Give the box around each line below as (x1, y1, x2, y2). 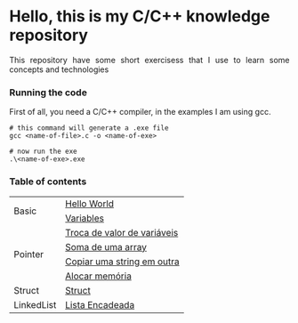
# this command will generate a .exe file (9, 124, 169, 133)
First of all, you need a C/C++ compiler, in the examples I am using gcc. (9, 107, 271, 117)
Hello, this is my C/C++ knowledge (9, 6, 270, 27)
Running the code (9, 86, 87, 99)
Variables (65, 212, 105, 224)
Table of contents (9, 175, 87, 188)
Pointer (13, 247, 44, 260)
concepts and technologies (9, 64, 109, 75)
